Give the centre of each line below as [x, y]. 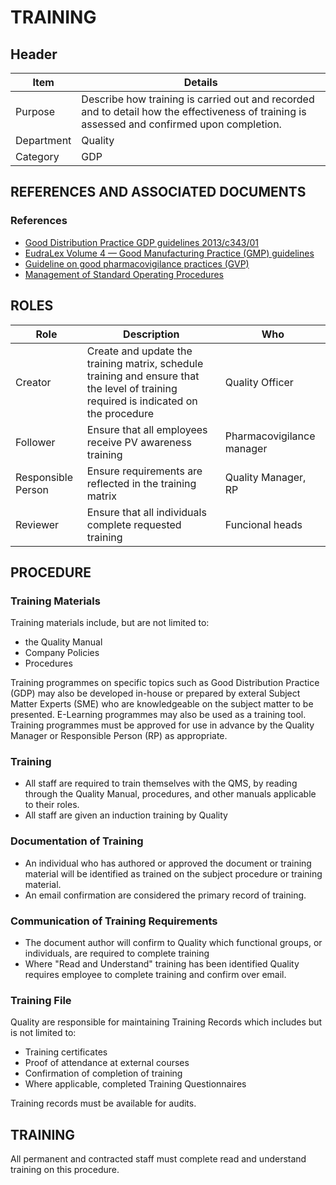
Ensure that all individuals [146, 512]
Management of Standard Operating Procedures [124, 274]
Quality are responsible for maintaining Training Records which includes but [166, 1022]
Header [34, 54]
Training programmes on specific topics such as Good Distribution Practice [165, 683]
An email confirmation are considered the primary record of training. [165, 895]
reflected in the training [141, 483]
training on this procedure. [65, 1170]
